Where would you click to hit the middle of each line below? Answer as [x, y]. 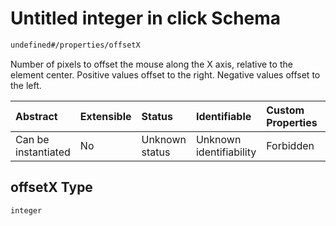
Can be [32, 139]
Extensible [105, 116]
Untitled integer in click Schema [146, 18]
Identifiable [223, 116]
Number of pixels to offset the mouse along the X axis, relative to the [151, 64]
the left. [26, 85]
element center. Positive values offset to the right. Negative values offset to [165, 74]
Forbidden [290, 145]
